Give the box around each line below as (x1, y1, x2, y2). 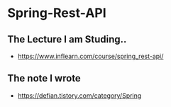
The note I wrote (7, 72, 82, 84)
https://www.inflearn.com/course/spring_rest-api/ (17, 52, 164, 60)
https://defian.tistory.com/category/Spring (17, 91, 142, 100)
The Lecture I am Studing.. (7, 33, 127, 45)
